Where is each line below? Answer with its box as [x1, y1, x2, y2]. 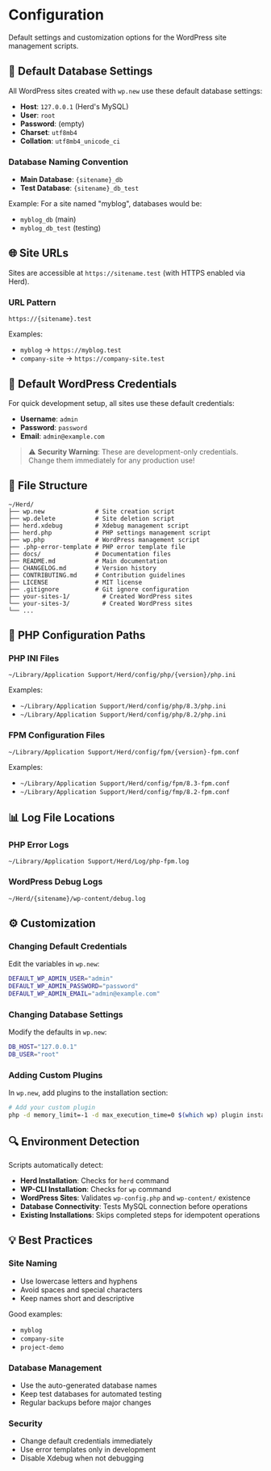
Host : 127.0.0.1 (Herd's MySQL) [19, 101, 129, 111]
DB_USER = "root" [8, 1050, 60, 1059]
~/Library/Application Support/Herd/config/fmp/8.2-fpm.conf [19, 788, 231, 796]
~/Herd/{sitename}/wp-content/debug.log [8, 894, 147, 902]
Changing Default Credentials [8, 941, 127, 952]
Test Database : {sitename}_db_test [19, 184, 140, 193]
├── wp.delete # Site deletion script [8, 514, 175, 522]
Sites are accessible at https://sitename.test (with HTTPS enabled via [8, 268, 246, 277]
